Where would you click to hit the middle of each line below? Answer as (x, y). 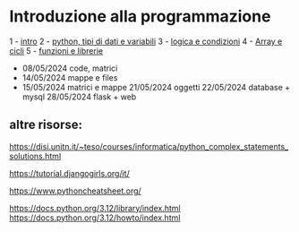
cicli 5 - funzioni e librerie (56, 50)
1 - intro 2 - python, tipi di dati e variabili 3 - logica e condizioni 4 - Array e (146, 41)
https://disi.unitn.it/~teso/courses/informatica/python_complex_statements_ (149, 146)
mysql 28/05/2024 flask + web (79, 97)
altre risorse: (46, 125)
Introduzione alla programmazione (140, 17)
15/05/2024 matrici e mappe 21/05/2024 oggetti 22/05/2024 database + (156, 87)
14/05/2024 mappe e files (70, 77)
